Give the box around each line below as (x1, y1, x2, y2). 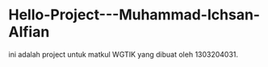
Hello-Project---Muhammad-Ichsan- (8, 6, 261, 24)
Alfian (8, 23, 50, 41)
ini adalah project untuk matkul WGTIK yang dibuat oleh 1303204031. (8, 49, 239, 59)
